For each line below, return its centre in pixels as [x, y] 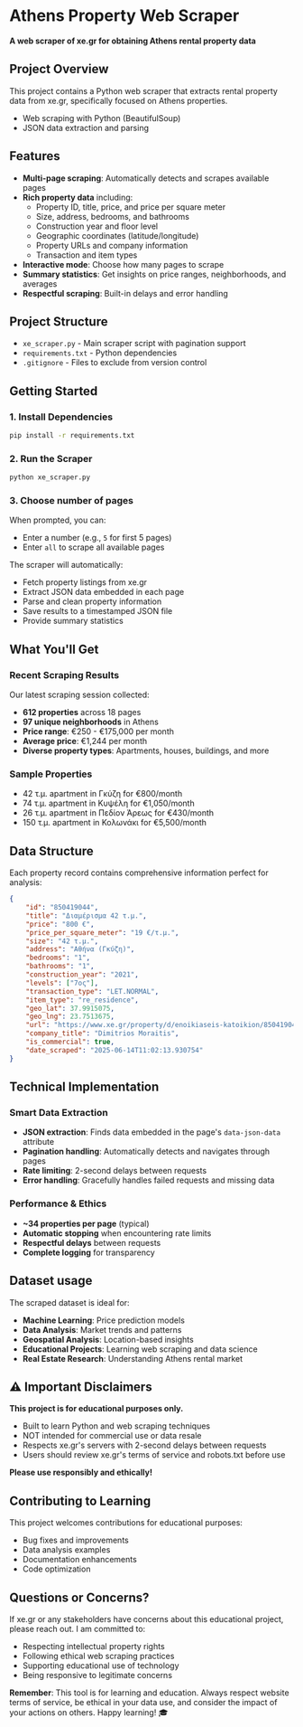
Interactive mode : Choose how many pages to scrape [123, 264]
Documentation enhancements [79, 1560]
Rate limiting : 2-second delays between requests [115, 1171]
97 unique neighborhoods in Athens [91, 722]
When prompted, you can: [58, 520]
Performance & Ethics [58, 1203]
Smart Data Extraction [59, 1113]
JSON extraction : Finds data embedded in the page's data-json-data [151, 1132]
